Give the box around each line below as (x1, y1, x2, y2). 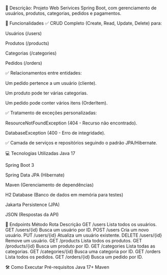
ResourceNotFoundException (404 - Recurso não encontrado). (5, 120, 137, 126)
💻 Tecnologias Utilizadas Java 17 (5, 151, 75, 156)
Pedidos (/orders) (5, 60, 42, 66)
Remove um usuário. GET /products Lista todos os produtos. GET (5, 238, 142, 243)
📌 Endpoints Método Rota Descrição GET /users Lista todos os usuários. (5, 221, 157, 227)
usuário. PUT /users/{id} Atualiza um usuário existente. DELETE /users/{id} (5, 232, 162, 238)
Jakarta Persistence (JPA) (5, 202, 60, 208)
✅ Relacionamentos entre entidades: (5, 70, 82, 76)
